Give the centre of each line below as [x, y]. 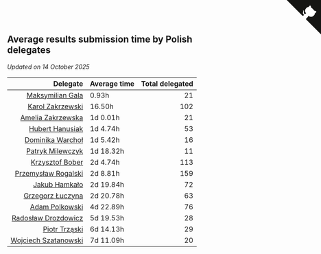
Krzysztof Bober [57, 162]
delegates [29, 50]
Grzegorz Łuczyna [53, 196]
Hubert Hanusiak [56, 128]
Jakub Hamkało [58, 184]
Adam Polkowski [57, 207]
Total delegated [167, 84]
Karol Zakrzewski [56, 106]
